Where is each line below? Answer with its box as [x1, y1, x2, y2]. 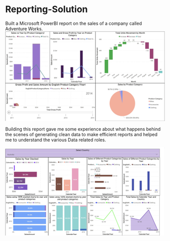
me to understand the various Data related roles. [5, 137, 106, 143]
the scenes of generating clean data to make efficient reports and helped [5, 131, 158, 137]
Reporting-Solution [5, 4, 88, 15]
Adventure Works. [5, 25, 43, 31]
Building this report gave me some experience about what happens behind [5, 126, 161, 132]
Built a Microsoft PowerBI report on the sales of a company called [5, 20, 142, 26]
